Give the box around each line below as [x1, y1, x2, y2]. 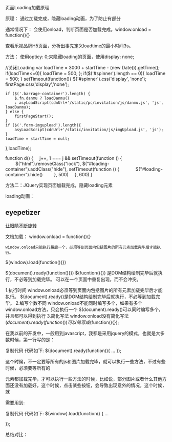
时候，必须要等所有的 [5, 364, 50, 371]
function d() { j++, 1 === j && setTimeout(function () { [5, 155, 122, 161]
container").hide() [5, 172, 43, 177]
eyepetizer [5, 208, 40, 217]
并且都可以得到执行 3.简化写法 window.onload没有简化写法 [5, 312, 129, 319]
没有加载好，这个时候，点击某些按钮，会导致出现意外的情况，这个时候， [14, 382, 167, 388]
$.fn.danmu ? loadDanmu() [14, 96, 70, 101]
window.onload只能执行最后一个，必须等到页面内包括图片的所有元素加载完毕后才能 [5, 245, 157, 250]
